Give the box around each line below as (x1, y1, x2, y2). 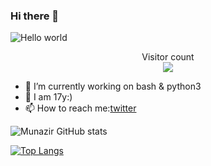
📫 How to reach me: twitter (24, 102, 137, 114)
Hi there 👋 (10, 9, 60, 23)
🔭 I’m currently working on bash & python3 (24, 80, 202, 93)
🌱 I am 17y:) (24, 91, 73, 103)
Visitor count (141, 51, 195, 63)
